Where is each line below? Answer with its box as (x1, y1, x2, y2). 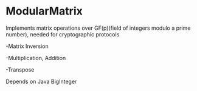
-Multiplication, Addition (5, 54, 66, 61)
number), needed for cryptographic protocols (5, 30, 120, 38)
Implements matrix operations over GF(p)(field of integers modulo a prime (5, 24, 191, 32)
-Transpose (5, 66, 35, 73)
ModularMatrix (5, 4, 83, 18)
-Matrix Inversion (5, 42, 49, 50)
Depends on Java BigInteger (5, 78, 77, 85)
